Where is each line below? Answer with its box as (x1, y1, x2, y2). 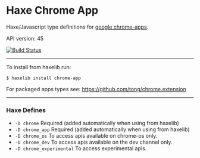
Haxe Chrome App (6, 4, 99, 17)
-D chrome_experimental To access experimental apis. (14, 145, 147, 152)
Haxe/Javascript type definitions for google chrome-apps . (6, 23, 149, 30)
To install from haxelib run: (6, 63, 71, 70)
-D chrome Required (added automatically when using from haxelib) (14, 120, 180, 127)
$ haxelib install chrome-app (6, 75, 82, 81)
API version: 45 (6, 35, 44, 42)
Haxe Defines (6, 106, 46, 114)
